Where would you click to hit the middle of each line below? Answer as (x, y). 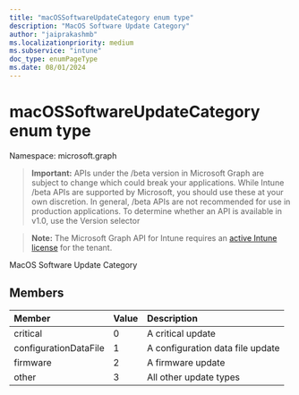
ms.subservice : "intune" (56, 51)
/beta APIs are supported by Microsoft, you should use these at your (157, 192)
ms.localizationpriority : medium (72, 43)
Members (37, 293)
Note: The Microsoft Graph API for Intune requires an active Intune (154, 237)
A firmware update (186, 362)
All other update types (193, 377)
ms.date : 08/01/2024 (48, 68)
